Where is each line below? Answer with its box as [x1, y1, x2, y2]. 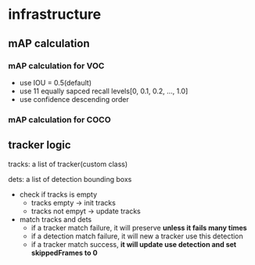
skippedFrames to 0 [31, 248, 98, 257]
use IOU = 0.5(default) [19, 78, 92, 87]
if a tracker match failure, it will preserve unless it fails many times [31, 223, 248, 232]
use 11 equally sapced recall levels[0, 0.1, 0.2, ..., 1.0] [19, 86, 189, 96]
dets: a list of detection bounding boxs [8, 174, 132, 183]
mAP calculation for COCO [8, 114, 111, 125]
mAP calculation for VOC [8, 60, 105, 71]
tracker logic [8, 139, 72, 152]
